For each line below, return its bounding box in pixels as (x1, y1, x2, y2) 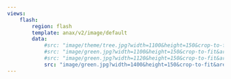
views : (7, 10, 26, 17)
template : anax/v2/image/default (32, 29, 128, 36)
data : (32, 36, 48, 43)
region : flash (32, 23, 72, 30)
